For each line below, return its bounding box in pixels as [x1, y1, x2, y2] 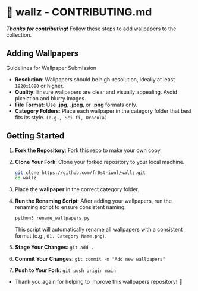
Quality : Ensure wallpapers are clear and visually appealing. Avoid [14, 88, 177, 96]
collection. [6, 31, 32, 38]
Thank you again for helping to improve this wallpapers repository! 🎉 [14, 279, 183, 286]
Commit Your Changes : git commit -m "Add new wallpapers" [14, 255, 165, 262]
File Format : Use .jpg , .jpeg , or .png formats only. [14, 101, 138, 108]
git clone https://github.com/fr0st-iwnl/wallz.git [14, 169, 146, 176]
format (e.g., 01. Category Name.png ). [14, 232, 106, 239]
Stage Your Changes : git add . [14, 243, 94, 251]
